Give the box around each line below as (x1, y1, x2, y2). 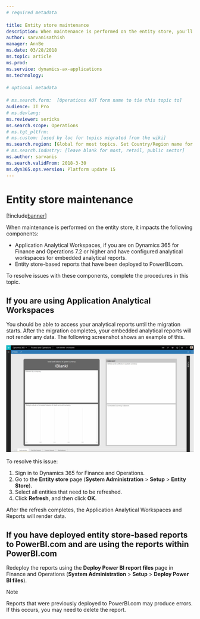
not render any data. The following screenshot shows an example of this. (6, 334, 185, 341)
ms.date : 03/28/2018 (6, 48, 58, 54)
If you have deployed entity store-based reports (6, 530, 188, 540)
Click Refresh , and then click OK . (14, 495, 97, 502)
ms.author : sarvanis (6, 154, 58, 160)
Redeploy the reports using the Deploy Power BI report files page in (6, 564, 174, 571)
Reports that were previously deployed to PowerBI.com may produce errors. (6, 600, 193, 607)
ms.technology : (6, 72, 44, 78)
